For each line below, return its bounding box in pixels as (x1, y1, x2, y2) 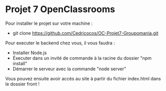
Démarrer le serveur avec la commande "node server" (12, 66, 126, 72)
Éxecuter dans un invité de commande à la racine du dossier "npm (12, 55, 152, 61)
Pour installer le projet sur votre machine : (5, 20, 93, 26)
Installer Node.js (12, 50, 47, 56)
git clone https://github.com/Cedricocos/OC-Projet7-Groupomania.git (12, 30, 158, 36)
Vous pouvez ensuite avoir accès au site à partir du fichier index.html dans (5, 75, 161, 81)
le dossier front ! (5, 81, 40, 87)
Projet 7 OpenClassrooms (5, 4, 115, 15)
